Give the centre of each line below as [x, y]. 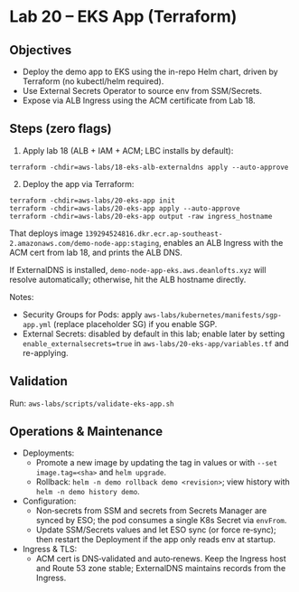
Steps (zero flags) [61, 129]
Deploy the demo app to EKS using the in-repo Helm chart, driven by [150, 71]
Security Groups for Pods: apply [82, 315]
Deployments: [48, 453]
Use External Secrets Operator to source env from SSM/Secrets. [142, 91]
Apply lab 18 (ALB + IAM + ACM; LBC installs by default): [128, 150]
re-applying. [46, 352]
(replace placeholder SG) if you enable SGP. [135, 324]
